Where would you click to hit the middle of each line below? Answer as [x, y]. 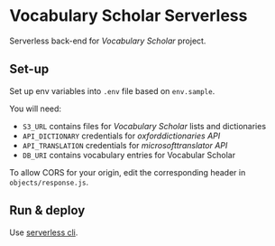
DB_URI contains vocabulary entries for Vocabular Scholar [129, 155]
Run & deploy [47, 210]
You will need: [35, 109]
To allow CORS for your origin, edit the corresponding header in [128, 172]
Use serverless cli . [44, 232]
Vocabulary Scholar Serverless [128, 16]
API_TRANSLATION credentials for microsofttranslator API [125, 145]
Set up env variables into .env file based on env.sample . [112, 90]
